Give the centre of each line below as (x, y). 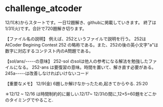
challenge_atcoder (44, 8)
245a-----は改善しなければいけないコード (47, 73)
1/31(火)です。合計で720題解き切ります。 (46, 28)
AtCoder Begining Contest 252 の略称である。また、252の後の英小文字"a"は (82, 45)
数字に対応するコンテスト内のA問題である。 (49, 51)
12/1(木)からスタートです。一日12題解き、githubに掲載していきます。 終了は (81, 22)
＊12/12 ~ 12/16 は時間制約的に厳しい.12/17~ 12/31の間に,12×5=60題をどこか (81, 94)
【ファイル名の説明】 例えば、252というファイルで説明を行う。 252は (76, 39)
